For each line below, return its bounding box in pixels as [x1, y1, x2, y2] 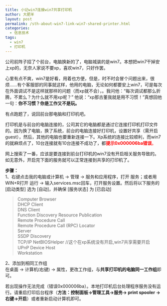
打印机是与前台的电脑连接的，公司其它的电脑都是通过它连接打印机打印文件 [5, 121, 158, 127]
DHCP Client [17, 201, 43, 207]
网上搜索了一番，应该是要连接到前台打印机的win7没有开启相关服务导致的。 [5, 150, 160, 157]
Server [17, 227, 31, 234]
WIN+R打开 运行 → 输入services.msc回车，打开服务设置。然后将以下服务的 [5, 180, 160, 186]
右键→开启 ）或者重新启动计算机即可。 [5, 296, 84, 302]
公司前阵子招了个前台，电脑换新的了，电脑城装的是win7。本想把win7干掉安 [5, 58, 161, 65]
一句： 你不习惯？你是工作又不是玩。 [5, 100, 80, 106]
